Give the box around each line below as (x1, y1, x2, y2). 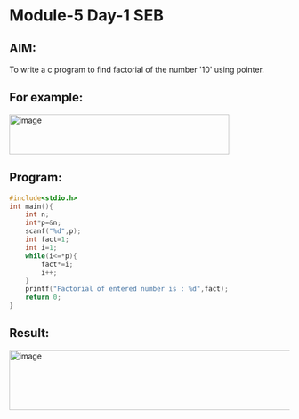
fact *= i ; (41, 260, 74, 269)
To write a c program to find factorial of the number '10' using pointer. (9, 64, 265, 75)
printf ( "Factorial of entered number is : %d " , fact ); (25, 285, 229, 294)
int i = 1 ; (25, 243, 58, 252)
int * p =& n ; (25, 219, 62, 228)
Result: (9, 326, 50, 341)
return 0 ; (25, 293, 62, 302)
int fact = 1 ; (25, 235, 69, 244)
